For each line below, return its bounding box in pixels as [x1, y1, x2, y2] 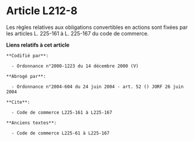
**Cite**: [6, 99, 31, 105]
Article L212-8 [6, 4, 78, 18]
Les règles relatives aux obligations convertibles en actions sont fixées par [6, 24, 188, 31]
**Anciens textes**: [6, 120, 57, 126]
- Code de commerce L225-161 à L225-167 [11, 109, 112, 116]
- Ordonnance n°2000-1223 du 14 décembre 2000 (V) [11, 63, 139, 69]
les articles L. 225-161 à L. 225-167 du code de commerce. [6, 29, 149, 37]
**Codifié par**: [6, 53, 49, 58]
